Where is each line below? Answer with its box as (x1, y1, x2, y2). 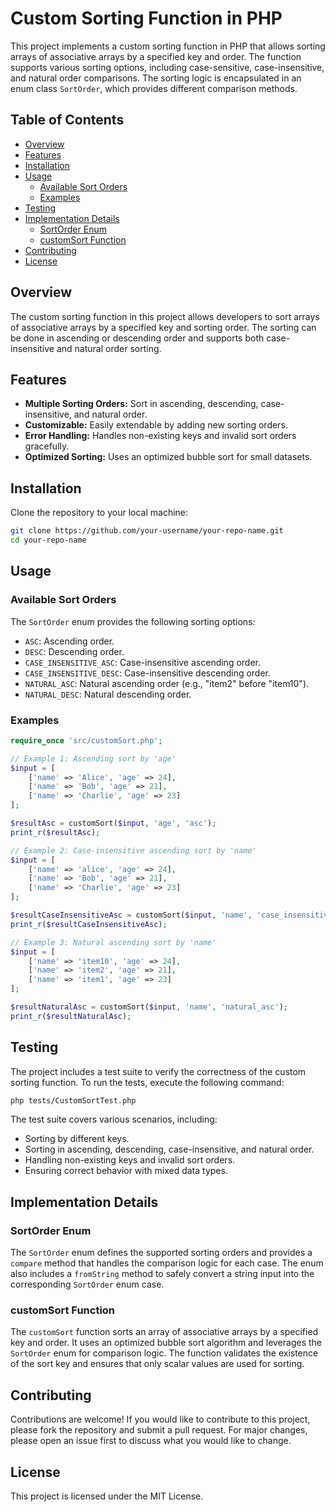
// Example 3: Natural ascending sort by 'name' (10, 937, 217, 947)
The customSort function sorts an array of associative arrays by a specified (10, 1326, 319, 1338)
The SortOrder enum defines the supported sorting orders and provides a (10, 1247, 313, 1259)
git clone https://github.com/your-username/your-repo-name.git (10, 526, 284, 536)
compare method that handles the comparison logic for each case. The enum (10, 1257, 324, 1269)
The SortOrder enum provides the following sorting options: (10, 615, 256, 627)
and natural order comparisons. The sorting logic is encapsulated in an (10, 72, 302, 84)
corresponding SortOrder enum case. (10, 1278, 165, 1291)
